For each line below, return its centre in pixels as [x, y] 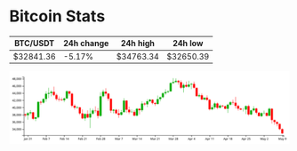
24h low [188, 44]
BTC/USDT [35, 44]
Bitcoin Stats [57, 16]
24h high [138, 44]
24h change [86, 44]
